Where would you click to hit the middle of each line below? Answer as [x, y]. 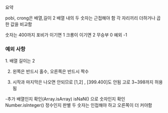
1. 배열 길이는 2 [20, 61]
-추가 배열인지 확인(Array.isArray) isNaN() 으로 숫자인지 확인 [65, 99]
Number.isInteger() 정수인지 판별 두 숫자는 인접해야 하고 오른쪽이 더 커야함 [79, 105]
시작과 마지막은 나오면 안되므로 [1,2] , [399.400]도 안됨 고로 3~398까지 [83, 82]
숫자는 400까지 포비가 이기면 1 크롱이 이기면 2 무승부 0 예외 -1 [66, 35]
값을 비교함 [21, 24]
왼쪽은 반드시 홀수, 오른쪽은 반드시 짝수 [51, 71]
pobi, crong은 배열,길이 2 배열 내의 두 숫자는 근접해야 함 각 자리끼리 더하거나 [80, 18]
